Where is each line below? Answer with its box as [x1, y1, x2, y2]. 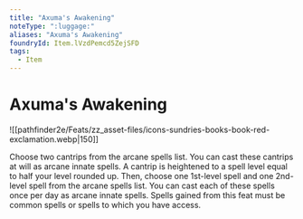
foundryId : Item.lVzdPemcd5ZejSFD [9, 38, 140, 48]
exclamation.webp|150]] [9, 133, 99, 145]
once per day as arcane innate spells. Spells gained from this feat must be [9, 189, 286, 200]
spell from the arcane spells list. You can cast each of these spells [28, 180, 276, 191]
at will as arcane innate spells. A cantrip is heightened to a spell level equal [9, 160, 288, 172]
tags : [9, 47, 30, 56]
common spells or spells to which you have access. [9, 199, 202, 210]
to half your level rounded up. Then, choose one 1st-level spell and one [9, 170, 274, 181]
